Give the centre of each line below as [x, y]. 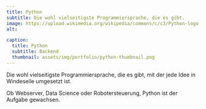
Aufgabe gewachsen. [33, 99]
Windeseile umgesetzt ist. [39, 81]
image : [15, 23]
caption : [17, 40]
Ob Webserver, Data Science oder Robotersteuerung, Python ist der [92, 93]
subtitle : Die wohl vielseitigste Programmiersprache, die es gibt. [96, 18]
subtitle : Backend [36, 52]
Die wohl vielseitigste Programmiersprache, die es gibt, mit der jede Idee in [101, 75]
